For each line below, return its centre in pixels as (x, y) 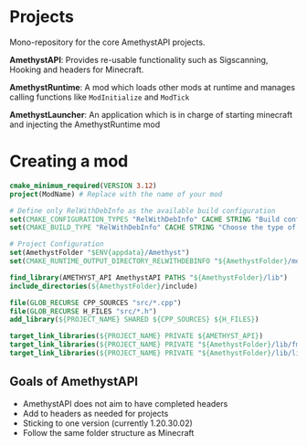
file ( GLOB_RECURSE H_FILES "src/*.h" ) (83, 311)
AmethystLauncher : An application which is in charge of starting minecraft (151, 114)
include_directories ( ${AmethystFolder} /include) (104, 286)
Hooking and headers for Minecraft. (77, 69)
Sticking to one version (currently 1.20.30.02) (108, 423)
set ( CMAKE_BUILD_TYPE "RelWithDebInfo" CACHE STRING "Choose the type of (153, 228)
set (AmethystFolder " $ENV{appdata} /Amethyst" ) (100, 253)
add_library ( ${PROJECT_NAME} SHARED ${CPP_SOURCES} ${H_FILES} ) (134, 320)
